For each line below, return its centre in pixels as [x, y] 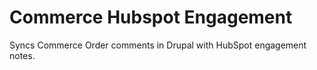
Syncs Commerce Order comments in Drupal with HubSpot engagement [158, 45]
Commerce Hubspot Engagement [151, 17]
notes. [22, 55]
